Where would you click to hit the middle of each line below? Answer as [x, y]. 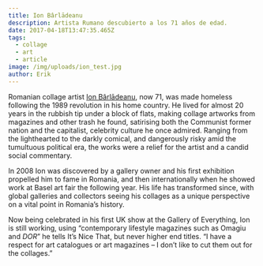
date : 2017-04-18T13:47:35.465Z [61, 30]
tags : [17, 37]
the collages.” [30, 253]
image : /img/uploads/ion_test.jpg [65, 67]
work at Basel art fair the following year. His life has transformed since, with [131, 187]
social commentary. [40, 155]
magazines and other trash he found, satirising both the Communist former [130, 122]
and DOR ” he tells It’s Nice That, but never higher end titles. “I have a [120, 236]
